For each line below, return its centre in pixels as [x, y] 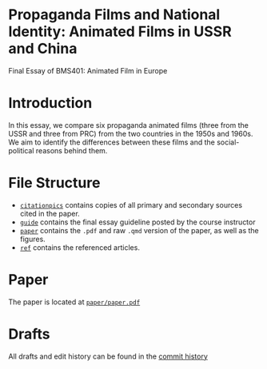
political [21, 150]
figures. [32, 239]
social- [228, 142]
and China [43, 49]
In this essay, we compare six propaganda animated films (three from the [129, 125]
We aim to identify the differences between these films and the [112, 142]
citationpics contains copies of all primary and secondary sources [131, 204]
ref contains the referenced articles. [80, 247]
